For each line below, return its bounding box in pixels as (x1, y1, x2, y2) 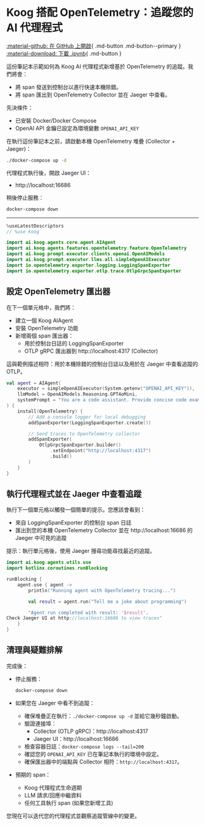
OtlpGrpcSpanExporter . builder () (38, 442, 121, 449)
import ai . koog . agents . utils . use (6, 560, 92, 566)
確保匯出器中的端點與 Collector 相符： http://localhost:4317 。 (24, 758, 183, 765)
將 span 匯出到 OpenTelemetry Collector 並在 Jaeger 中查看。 (15, 91, 171, 98)
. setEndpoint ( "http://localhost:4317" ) (49, 448, 151, 454)
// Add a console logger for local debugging (28, 414, 146, 420)
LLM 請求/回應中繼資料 (24, 791, 82, 799)
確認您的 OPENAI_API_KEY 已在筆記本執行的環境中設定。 (24, 750, 162, 757)
